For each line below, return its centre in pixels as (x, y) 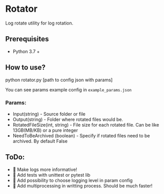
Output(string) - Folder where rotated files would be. (68, 119)
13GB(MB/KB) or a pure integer (45, 130)
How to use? (26, 68)
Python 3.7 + (26, 51)
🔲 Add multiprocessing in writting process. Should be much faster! (83, 186)
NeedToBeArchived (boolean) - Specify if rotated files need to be (81, 135)
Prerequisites (27, 39)
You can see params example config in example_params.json (68, 89)
